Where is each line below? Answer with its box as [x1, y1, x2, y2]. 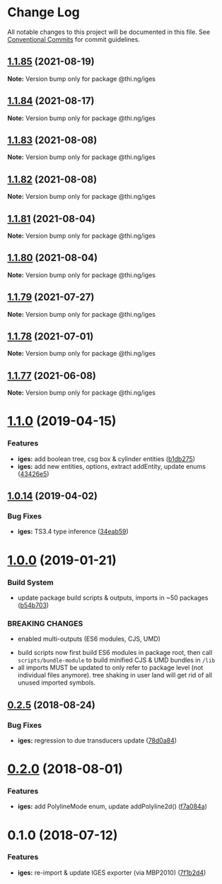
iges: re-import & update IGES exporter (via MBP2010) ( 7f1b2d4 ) [17, 868, 206, 877]
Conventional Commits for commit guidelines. [7, 35, 140, 43]
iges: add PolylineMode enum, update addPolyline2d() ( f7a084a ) [17, 802, 207, 810]
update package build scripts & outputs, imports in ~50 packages [17, 593, 209, 602]
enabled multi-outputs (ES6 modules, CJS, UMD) [17, 634, 161, 644]
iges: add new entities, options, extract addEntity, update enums [17, 462, 206, 470]
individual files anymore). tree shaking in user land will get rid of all [17, 671, 212, 680]
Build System [7, 577, 54, 587]
